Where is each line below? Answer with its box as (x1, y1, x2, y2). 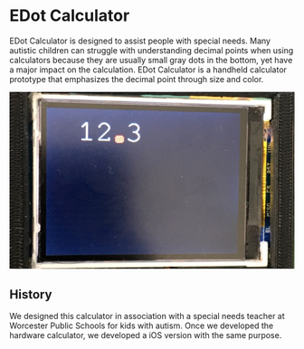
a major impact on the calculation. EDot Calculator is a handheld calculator (9, 64, 288, 75)
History (9, 287, 52, 302)
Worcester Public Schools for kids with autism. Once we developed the (9, 320, 274, 331)
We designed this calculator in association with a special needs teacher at (9, 311, 285, 322)
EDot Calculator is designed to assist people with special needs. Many (9, 35, 271, 46)
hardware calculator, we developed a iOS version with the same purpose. (9, 330, 282, 341)
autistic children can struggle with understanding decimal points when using (9, 44, 294, 55)
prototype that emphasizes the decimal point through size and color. (9, 73, 264, 84)
